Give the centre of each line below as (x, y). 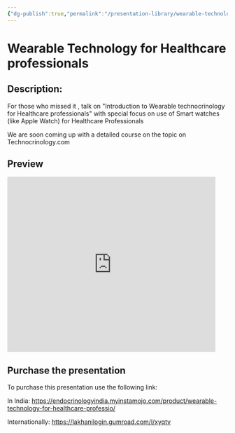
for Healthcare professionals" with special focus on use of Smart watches (114, 114)
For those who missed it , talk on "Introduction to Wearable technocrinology (116, 106)
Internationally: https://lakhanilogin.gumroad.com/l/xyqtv (89, 422)
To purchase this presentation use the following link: (83, 387)
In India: (19, 401)
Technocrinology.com (38, 142)
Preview (26, 164)
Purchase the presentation (66, 370)
